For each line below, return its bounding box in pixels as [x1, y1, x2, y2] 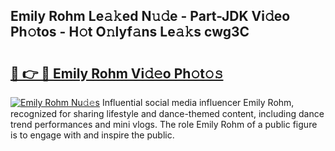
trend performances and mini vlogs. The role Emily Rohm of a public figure [10, 119, 318, 130]
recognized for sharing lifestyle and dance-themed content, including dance [10, 108, 325, 119]
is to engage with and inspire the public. [10, 129, 175, 141]
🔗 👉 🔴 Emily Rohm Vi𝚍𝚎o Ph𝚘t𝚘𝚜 [10, 65, 224, 82]
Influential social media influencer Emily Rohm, [101, 97, 295, 108]
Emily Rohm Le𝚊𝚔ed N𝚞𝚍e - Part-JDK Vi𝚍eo [10, 8, 291, 25]
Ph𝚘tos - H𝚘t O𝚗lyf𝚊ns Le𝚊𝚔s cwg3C [10, 24, 250, 41]
